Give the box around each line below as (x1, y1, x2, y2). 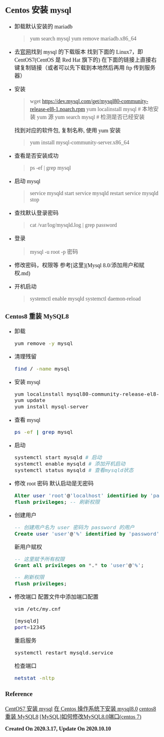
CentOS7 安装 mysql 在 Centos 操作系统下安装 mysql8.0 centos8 (5, 706, 157, 713)
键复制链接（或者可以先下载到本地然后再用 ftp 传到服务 (14, 65, 156, 71)
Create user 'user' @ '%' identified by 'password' (14, 530, 160, 537)
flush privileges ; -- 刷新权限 (14, 498, 100, 505)
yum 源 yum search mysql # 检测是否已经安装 (36, 114, 145, 121)
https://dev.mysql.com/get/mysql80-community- (42, 98, 148, 105)
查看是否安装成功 (14, 153, 59, 159)
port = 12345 (14, 624, 46, 630)
